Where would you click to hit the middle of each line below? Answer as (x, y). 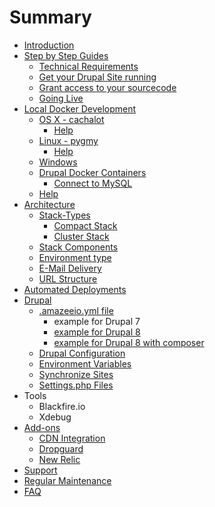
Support (40, 470)
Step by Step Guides (66, 55)
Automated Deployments (75, 289)
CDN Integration (72, 438)
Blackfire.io (62, 406)
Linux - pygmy (68, 140)
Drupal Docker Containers (92, 172)
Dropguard (61, 448)
